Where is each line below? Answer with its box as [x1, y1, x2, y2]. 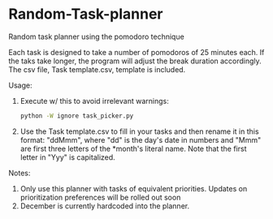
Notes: [8, 168, 31, 178]
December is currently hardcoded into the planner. [19, 200, 189, 211]
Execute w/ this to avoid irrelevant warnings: [19, 96, 169, 105]
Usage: [8, 80, 32, 90]
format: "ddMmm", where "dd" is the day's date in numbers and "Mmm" [19, 135, 262, 144]
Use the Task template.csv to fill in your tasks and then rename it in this [19, 127, 259, 136]
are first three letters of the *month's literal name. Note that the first [19, 144, 247, 153]
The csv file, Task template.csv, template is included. [8, 64, 186, 74]
